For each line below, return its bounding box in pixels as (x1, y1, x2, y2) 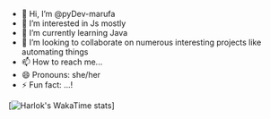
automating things (21, 47, 89, 57)
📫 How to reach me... (21, 56, 103, 67)
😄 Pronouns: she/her (21, 70, 100, 80)
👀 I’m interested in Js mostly (21, 18, 126, 29)
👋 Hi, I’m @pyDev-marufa (21, 9, 116, 19)
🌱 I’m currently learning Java (21, 28, 128, 38)
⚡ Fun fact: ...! (21, 80, 74, 89)
